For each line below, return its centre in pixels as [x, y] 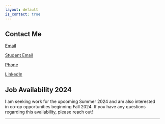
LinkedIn [14, 74]
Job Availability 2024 [39, 89]
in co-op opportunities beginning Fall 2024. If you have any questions [75, 107]
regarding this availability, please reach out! [49, 112]
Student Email [19, 55]
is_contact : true [23, 14]
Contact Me [23, 34]
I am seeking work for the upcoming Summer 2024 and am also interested [80, 101]
